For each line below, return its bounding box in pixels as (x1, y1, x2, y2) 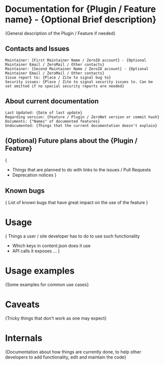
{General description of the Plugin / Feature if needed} (5, 30, 116, 36)
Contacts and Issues (5, 44, 70, 53)
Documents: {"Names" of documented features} (5, 119, 100, 124)
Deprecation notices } (12, 172, 57, 178)
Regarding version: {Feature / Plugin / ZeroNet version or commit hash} (5, 115, 160, 120)
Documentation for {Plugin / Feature (5, 3, 156, 15)
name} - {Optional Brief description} (5, 14, 157, 25)
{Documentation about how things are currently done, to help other (5, 349, 141, 355)
